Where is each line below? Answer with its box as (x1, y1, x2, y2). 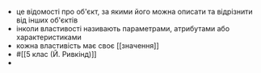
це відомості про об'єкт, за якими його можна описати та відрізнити (15, 7, 253, 16)
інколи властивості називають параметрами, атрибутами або (15, 24, 230, 33)
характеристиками (15, 32, 82, 42)
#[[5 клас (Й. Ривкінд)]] (15, 50, 97, 59)
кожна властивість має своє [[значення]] (15, 41, 159, 51)
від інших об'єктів (15, 15, 78, 25)
